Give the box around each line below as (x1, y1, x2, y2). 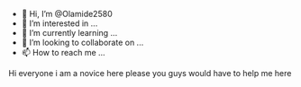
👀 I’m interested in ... (21, 18, 98, 29)
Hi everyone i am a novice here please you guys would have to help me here (8, 68, 292, 78)
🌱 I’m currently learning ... (21, 28, 118, 38)
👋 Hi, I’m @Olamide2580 (21, 9, 114, 19)
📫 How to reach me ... (21, 48, 105, 57)
